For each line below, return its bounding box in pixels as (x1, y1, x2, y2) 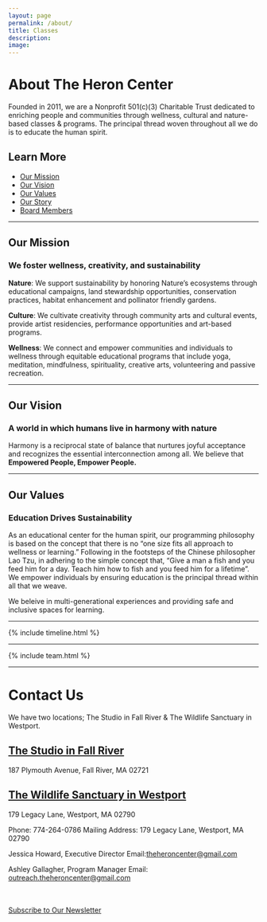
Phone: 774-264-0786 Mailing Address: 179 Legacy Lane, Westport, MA (8, 825, 244, 834)
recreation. (8, 368, 44, 378)
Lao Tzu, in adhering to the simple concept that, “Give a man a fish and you (8, 555, 255, 565)
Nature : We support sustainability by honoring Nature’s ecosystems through (8, 278, 258, 288)
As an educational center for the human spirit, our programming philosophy (8, 530, 255, 539)
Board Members (19, 205, 73, 215)
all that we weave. (8, 581, 68, 590)
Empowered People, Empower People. (8, 457, 137, 467)
